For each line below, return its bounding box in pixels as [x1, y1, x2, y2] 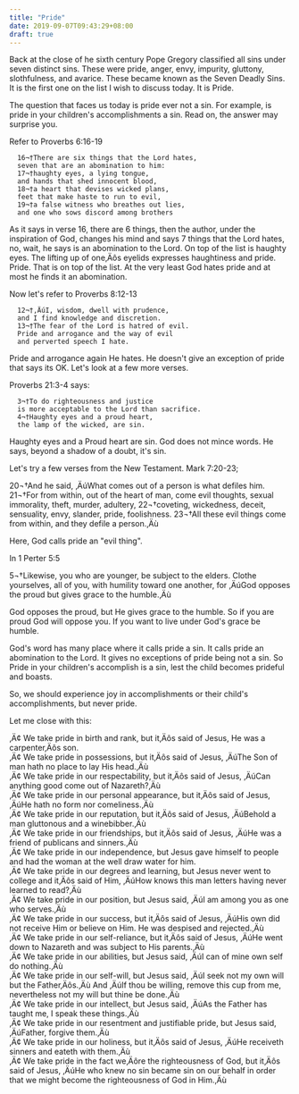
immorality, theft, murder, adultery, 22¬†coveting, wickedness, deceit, [9, 500, 266, 510]
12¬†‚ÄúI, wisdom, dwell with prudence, [17, 306, 170, 316]
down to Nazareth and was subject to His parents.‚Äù [9, 942, 205, 953]
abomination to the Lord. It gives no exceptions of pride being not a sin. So [9, 652, 284, 663]
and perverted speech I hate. [17, 337, 129, 347]
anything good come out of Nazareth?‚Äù [9, 780, 161, 791]
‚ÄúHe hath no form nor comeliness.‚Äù [9, 799, 154, 810]
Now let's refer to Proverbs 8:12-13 [9, 289, 137, 299]
